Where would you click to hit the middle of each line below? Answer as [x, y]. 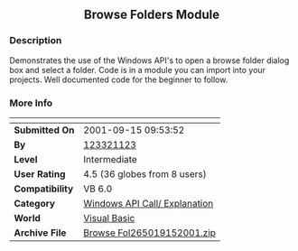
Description [36, 41]
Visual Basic [109, 218]
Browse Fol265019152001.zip [150, 232]
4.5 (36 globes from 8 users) [145, 173]
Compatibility [44, 189]
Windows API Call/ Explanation [149, 203]
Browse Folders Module [152, 15]
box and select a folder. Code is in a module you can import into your [138, 70]
